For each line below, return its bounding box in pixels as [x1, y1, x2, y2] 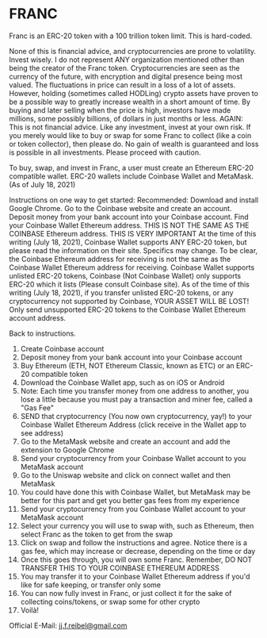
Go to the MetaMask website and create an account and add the [20, 436, 231, 446]
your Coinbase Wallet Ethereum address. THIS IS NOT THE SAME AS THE [9, 220, 250, 230]
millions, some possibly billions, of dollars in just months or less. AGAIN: [9, 113, 244, 123]
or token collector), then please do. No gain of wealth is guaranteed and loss [9, 139, 260, 148]
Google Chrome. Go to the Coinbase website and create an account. [9, 203, 232, 213]
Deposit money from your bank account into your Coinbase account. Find [9, 212, 249, 221]
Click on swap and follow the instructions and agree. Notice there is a [20, 537, 248, 548]
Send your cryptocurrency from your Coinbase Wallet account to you [20, 453, 246, 463]
